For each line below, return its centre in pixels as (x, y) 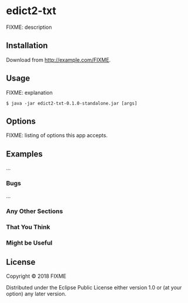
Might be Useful (29, 243)
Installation (27, 46)
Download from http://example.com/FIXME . (59, 59)
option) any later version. (36, 294)
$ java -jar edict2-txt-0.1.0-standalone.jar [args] (72, 103)
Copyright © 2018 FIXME (36, 276)
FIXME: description (29, 27)
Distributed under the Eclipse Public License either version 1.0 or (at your (94, 288)
